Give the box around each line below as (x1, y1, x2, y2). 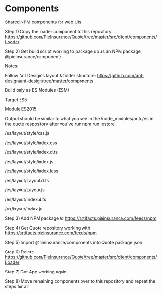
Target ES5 (5, 96, 27, 103)
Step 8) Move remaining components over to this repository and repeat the (5, 278, 156, 284)
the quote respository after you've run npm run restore (5, 121, 115, 126)
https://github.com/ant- (97, 72, 144, 78)
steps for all (5, 283, 29, 289)
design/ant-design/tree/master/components (5, 78, 94, 84)
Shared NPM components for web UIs (5, 19, 81, 25)
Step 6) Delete (5, 249, 34, 254)
